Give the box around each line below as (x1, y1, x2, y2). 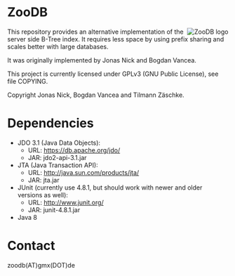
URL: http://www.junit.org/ (27, 198, 104, 206)
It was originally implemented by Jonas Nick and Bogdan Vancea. (7, 55, 196, 64)
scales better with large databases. (7, 42, 109, 51)
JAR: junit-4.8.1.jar (27, 205, 81, 214)
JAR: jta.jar (27, 176, 60, 184)
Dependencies (7, 115, 94, 131)
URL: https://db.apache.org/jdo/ (27, 145, 121, 155)
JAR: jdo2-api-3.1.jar (27, 153, 87, 162)
